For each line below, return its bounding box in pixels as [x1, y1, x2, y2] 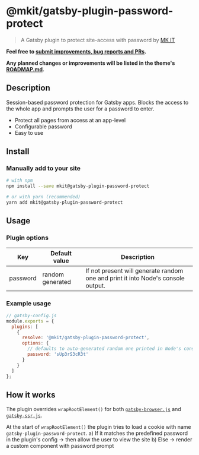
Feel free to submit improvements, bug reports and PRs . [6, 48, 147, 55]
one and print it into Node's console [85, 274, 185, 282]
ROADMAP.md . [6, 65, 45, 72]
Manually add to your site [6, 165, 81, 173]
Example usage [6, 299, 52, 307]
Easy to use [14, 129, 43, 136]
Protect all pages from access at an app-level [14, 116, 126, 124]
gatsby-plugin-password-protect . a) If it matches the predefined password [6, 429, 188, 437]
